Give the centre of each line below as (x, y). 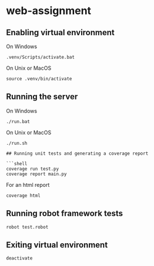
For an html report (28, 185)
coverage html (24, 195)
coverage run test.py (33, 169)
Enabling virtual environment (60, 33)
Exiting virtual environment (57, 245)
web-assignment (49, 11)
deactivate (19, 258)
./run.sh (17, 143)
